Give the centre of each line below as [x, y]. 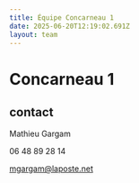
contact [31, 112]
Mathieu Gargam [40, 134]
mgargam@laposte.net [52, 169]
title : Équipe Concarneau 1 [62, 18]
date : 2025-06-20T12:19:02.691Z [69, 26]
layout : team [34, 34]
